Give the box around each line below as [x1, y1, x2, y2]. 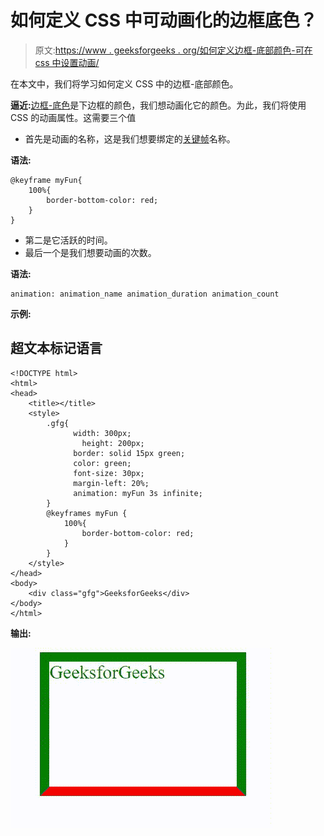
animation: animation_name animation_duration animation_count [10, 289, 280, 299]
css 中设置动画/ [34, 56, 100, 68]
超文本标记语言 [10, 340, 103, 357]
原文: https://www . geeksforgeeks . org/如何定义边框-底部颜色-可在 [34, 44, 313, 56]
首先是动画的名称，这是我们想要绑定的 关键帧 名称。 [24, 132, 236, 145]
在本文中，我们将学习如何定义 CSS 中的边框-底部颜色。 [10, 77, 239, 90]
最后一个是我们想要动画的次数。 [24, 246, 157, 258]
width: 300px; [73, 428, 132, 438]
